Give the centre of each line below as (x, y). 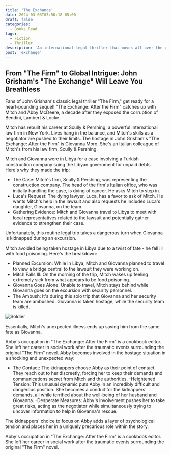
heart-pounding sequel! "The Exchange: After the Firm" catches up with (81, 107)
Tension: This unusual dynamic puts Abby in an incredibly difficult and (86, 384)
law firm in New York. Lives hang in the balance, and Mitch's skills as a (79, 133)
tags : (11, 34)
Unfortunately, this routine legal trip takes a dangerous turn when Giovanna (84, 233)
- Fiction (20, 39)
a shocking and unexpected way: (40, 358)
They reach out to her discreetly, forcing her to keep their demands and (88, 373)
